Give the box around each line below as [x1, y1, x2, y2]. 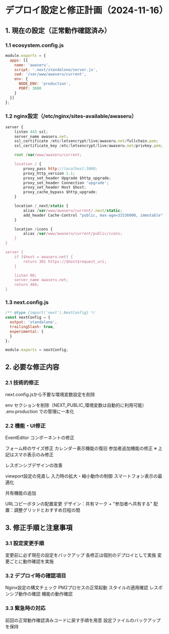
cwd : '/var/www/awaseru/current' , [14, 72, 87, 77]
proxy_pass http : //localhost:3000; [23, 166, 98, 171]
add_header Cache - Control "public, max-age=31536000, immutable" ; [23, 213, 165, 218]
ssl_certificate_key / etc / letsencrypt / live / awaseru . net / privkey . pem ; [14, 143, 163, 149]
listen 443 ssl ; [14, 129, 49, 134]
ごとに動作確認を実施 [9, 558, 54, 564]
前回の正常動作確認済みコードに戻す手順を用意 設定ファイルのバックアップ [5, 617, 161, 623]
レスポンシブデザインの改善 [5, 462, 63, 469]
